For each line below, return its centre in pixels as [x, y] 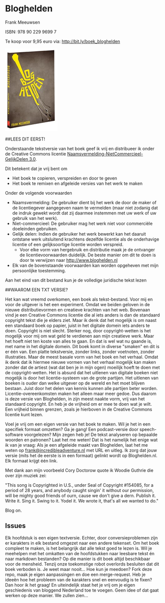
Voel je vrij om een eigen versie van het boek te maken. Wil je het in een [78, 424]
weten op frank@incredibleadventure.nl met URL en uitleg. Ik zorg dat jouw [81, 450]
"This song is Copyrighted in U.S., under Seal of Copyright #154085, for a [79, 485]
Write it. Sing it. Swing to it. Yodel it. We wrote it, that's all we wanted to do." [82, 500]
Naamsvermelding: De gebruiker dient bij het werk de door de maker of [84, 202]
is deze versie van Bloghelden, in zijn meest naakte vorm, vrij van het [75, 399]
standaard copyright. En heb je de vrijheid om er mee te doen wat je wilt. [79, 404]
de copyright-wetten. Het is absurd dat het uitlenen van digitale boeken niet [82, 372]
